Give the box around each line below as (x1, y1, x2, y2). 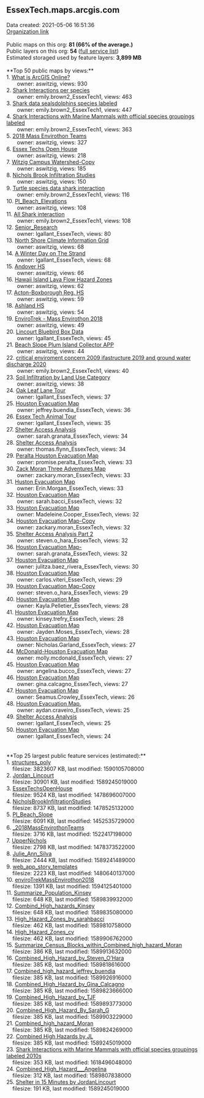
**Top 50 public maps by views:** (6, 67, 94, 74)
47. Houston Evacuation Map (6, 687, 79, 694)
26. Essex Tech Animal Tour (6, 413, 77, 420)
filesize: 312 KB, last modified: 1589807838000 (12, 1072, 132, 1079)
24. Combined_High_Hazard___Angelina (6, 1065, 107, 1072)
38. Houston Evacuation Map (6, 569, 80, 577)
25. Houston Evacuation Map (6, 399, 80, 407)
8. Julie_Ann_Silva (6, 850, 52, 857)
